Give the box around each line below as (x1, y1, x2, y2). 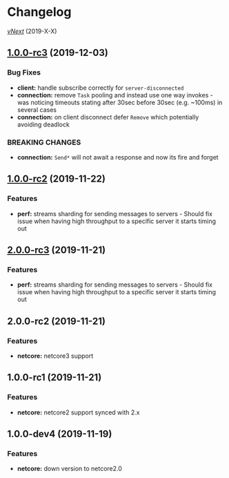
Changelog (7, 4, 72, 20)
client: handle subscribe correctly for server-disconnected (17, 84, 184, 92)
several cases (17, 105, 57, 114)
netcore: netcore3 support (17, 352, 94, 360)
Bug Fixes (7, 68, 41, 77)
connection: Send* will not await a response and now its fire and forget (17, 153, 219, 161)
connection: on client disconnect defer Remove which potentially (17, 113, 199, 121)
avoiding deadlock (17, 120, 70, 128)
